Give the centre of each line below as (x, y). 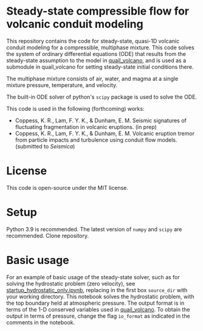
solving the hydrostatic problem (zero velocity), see (71, 284)
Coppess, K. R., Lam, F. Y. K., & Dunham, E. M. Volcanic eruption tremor (105, 133)
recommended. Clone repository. (48, 235)
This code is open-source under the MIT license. (67, 187)
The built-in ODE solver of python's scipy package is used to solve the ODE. (102, 97)
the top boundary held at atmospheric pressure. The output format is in (95, 303)
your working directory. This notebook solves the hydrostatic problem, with (100, 296)
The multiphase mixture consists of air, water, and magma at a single (92, 78)
